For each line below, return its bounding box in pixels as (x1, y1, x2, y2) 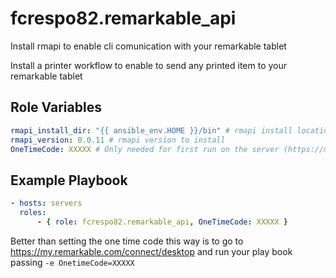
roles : (19, 208, 47, 218)
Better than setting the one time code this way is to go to (10, 235, 244, 247)
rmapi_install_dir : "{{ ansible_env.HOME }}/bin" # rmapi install (10, 125, 293, 136)
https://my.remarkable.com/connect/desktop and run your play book (10, 245, 293, 257)
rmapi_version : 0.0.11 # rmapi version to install (10, 135, 226, 145)
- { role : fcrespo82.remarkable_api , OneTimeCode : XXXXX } (36, 217, 288, 227)
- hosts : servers (10, 198, 83, 209)
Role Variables (10, 99, 102, 116)
